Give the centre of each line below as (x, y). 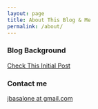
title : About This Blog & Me (49, 20)
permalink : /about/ (35, 26)
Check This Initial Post (39, 66)
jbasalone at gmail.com (40, 98)
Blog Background (37, 50)
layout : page (26, 13)
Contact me (27, 83)
